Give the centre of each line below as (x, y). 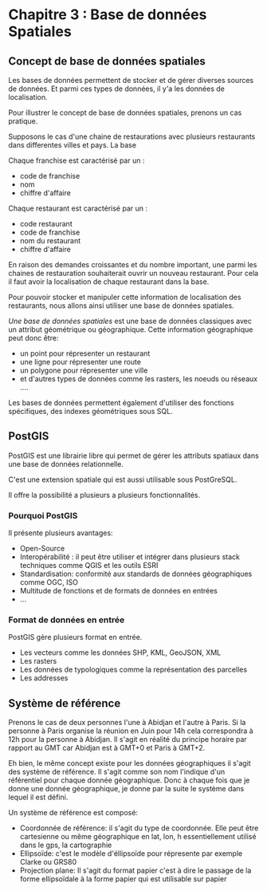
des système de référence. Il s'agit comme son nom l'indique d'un (117, 772)
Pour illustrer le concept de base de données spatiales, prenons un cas (125, 112)
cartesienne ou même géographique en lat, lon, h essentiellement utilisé (138, 837)
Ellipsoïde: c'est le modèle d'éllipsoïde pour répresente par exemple (131, 854)
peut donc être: (33, 338)
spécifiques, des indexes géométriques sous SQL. (90, 411)
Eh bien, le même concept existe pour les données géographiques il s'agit (130, 763)
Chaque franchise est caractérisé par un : (77, 160)
